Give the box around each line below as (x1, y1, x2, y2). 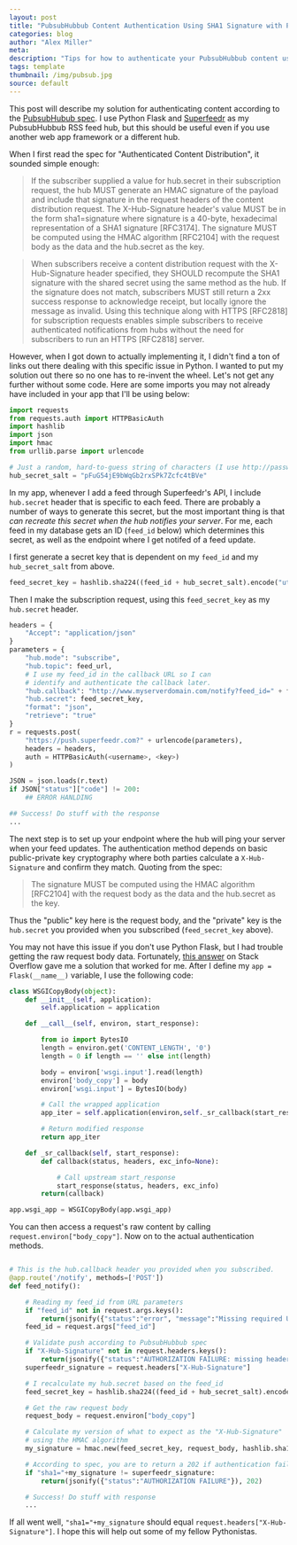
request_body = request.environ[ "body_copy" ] (25, 1411, 196, 1421)
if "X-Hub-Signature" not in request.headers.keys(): (25, 1346, 227, 1356)
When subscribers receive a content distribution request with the (30, 258, 268, 269)
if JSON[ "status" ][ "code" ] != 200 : (9, 785, 141, 794)
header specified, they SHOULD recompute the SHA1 (87, 268, 280, 278)
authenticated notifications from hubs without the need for (30, 324, 245, 335)
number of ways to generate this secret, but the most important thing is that (9, 506, 286, 517)
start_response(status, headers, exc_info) (56, 1181, 219, 1190)
